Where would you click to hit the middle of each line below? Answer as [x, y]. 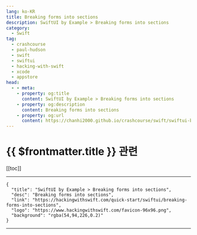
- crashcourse [28, 45]
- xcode [21, 72]
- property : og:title [43, 93]
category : [18, 28]
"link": [21, 200]
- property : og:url [40, 115]
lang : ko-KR [21, 11]
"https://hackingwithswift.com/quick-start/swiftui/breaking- [110, 200]
